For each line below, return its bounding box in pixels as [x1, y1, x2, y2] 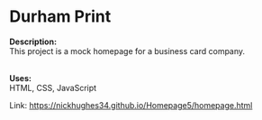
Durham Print [9, 6, 112, 27]
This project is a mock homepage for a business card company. [9, 45, 246, 56]
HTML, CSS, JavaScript [9, 82, 97, 93]
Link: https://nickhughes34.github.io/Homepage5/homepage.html [9, 99, 253, 110]
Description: [9, 36, 57, 47]
